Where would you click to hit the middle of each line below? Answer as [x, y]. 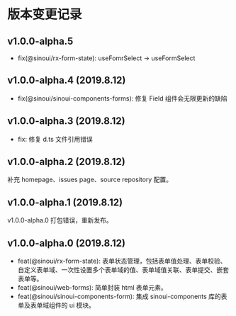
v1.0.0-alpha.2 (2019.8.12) [66, 162]
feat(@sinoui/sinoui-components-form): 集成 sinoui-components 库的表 [122, 297]
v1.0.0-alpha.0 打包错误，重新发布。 [60, 220]
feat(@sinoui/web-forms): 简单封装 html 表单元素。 [92, 288]
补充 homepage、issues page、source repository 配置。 [90, 180]
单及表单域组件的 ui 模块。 [56, 305]
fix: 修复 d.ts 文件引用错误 [55, 139]
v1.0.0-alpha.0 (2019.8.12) [67, 243]
